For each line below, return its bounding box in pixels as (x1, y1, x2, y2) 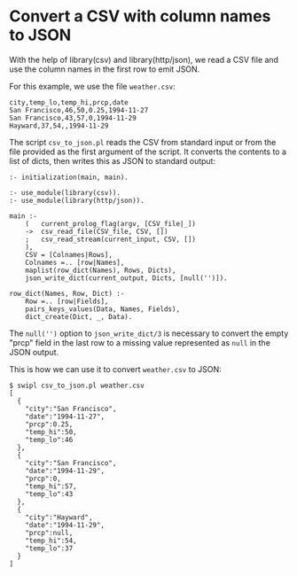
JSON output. (9, 346, 59, 357)
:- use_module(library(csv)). (9, 188, 121, 197)
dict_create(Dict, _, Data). (25, 312, 133, 321)
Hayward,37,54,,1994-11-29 (9, 121, 109, 130)
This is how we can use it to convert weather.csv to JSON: (9, 363, 222, 374)
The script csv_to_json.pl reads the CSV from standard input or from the (9, 136, 277, 147)
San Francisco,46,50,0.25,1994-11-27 (9, 105, 149, 114)
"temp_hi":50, (25, 427, 77, 436)
